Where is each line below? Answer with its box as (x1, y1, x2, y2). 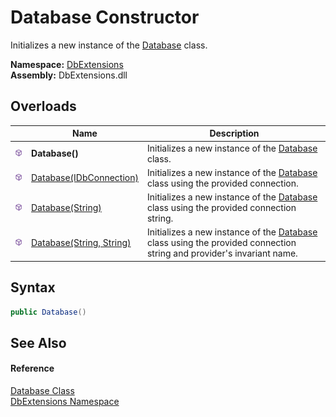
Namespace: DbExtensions (10, 58, 124, 70)
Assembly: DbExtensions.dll (10, 69, 128, 81)
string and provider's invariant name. (146, 247, 298, 260)
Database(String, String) (31, 237, 132, 249)
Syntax (10, 279, 56, 296)
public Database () (10, 307, 87, 317)
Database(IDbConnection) (31, 172, 139, 184)
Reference (10, 362, 55, 375)
